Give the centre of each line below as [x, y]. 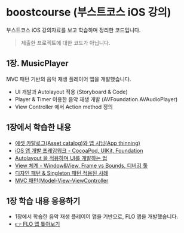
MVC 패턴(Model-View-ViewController [62, 180]
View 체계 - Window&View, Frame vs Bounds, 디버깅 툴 [81, 165]
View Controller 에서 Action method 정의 [64, 107]
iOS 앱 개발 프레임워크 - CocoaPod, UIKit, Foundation [79, 150]
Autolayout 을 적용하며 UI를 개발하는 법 [61, 158]
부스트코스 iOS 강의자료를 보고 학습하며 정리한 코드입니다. [73, 30]
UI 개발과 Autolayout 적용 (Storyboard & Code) [71, 92]
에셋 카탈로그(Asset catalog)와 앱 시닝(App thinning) [77, 143]
